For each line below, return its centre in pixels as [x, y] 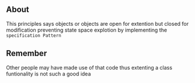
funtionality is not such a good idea [49, 74]
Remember [27, 53]
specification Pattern [34, 35]
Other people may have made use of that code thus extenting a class [89, 67]
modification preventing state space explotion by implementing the [87, 30]
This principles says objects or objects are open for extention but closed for [97, 23]
